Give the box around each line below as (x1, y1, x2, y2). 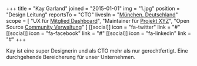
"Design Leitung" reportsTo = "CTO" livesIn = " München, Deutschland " (6, 11, 178, 18)
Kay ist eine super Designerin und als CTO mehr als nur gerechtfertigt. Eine (6, 47, 188, 54)
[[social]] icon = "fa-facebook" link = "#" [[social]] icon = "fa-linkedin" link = (6, 30, 191, 37)
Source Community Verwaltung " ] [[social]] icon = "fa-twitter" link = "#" (6, 23, 181, 30)
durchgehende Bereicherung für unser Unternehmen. (6, 54, 136, 60)
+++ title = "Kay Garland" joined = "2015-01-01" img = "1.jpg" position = (6, 5, 181, 12)
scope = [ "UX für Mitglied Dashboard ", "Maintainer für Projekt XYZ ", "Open (6, 18, 190, 24)
